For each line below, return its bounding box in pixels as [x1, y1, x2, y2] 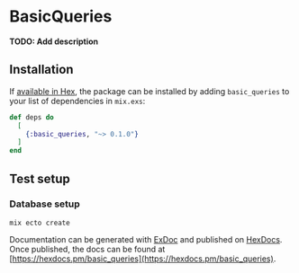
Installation [9, 62, 74, 77]
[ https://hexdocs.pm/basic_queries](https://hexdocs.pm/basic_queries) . [9, 253, 276, 264]
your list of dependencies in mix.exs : [9, 95, 146, 106]
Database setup [9, 198, 81, 210]
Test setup [9, 171, 70, 186]
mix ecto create [9, 218, 70, 227]
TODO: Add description [9, 36, 99, 47]
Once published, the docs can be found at [9, 243, 166, 254]
